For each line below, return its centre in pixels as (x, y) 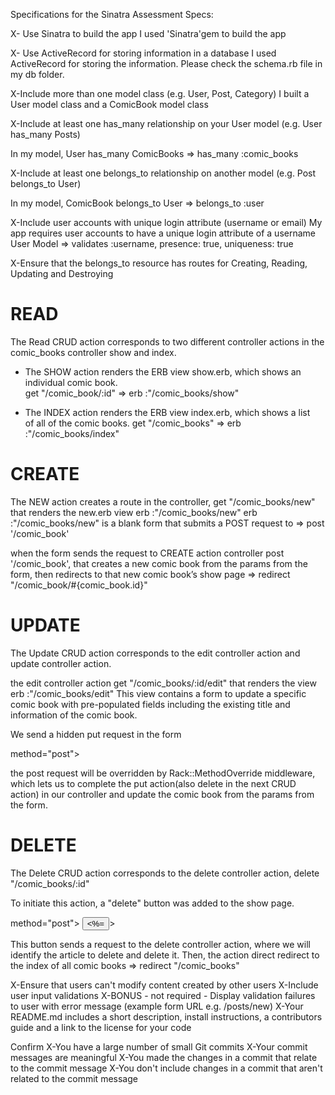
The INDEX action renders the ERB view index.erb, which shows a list (167, 412)
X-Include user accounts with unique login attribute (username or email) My (166, 222)
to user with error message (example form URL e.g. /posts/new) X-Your (157, 1006)
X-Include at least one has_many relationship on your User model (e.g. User (166, 123)
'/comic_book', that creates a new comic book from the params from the (159, 563)
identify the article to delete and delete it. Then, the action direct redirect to (165, 955)
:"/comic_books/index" (72, 433)
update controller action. (61, 663)
